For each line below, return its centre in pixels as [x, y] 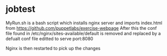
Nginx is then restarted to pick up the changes [53, 48]
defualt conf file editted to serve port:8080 [49, 39]
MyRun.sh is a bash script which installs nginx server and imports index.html [84, 23]
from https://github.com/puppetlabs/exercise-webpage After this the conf [81, 28]
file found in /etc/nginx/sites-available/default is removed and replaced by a [83, 33]
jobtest [21, 9]
